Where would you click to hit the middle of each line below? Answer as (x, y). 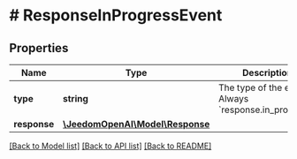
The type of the (250, 87)
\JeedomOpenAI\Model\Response (136, 124)
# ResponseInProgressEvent (116, 15)
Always (233, 98)
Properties (39, 48)
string (75, 98)
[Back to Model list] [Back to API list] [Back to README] (110, 146)
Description (268, 73)
